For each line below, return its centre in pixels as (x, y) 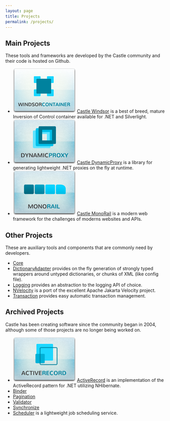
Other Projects (29, 235)
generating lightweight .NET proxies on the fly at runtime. (73, 168)
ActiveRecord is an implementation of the (120, 380)
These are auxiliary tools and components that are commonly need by (79, 248)
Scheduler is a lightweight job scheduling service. (65, 413)
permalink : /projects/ (29, 22)
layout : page (19, 11)
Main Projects (28, 43)
